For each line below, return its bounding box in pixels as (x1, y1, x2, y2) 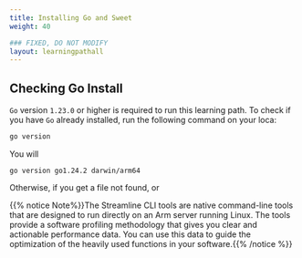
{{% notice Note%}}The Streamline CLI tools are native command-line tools (9, 200, 294, 211)
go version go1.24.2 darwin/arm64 (9, 166, 141, 175)
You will (9, 148, 39, 160)
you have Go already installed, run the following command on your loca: (9, 115, 276, 126)
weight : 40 (9, 22, 51, 31)
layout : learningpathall (9, 46, 104, 56)
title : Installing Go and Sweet (9, 13, 132, 23)
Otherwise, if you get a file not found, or (9, 181, 160, 192)
